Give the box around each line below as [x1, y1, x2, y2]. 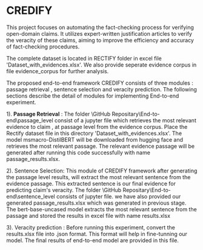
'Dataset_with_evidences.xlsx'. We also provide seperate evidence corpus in [6, 61, 197, 68]
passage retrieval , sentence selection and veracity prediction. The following [6, 85, 197, 93]
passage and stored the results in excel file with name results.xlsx [6, 212, 171, 219]
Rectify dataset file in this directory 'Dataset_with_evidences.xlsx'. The [6, 130, 182, 137]
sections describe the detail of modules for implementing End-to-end [6, 92, 179, 99]
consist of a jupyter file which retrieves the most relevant [54, 116, 197, 124]
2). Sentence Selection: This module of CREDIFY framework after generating [6, 167, 198, 174]
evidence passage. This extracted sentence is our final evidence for [6, 180, 176, 187]
